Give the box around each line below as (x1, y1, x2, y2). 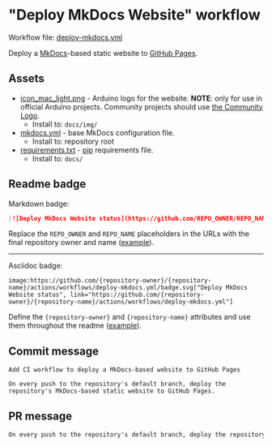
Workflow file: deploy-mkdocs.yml (8, 32, 123, 42)
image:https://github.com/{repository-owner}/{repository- (8, 277, 212, 285)
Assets (8, 71, 45, 86)
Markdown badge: (8, 199, 70, 208)
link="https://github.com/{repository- (70, 290, 205, 299)
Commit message (8, 344, 100, 358)
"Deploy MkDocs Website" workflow (8, 6, 261, 24)
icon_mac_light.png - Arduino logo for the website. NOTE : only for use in (19, 93, 263, 103)
